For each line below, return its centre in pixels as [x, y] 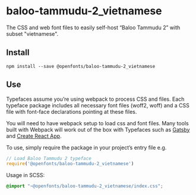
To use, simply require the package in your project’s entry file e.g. [86, 147]
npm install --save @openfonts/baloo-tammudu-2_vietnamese [81, 66]
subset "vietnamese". [32, 33]
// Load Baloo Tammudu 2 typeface [49, 158]
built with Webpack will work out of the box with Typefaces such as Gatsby [98, 129]
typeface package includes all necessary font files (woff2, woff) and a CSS [98, 105]
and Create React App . [34, 136]
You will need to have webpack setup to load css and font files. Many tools [97, 123]
